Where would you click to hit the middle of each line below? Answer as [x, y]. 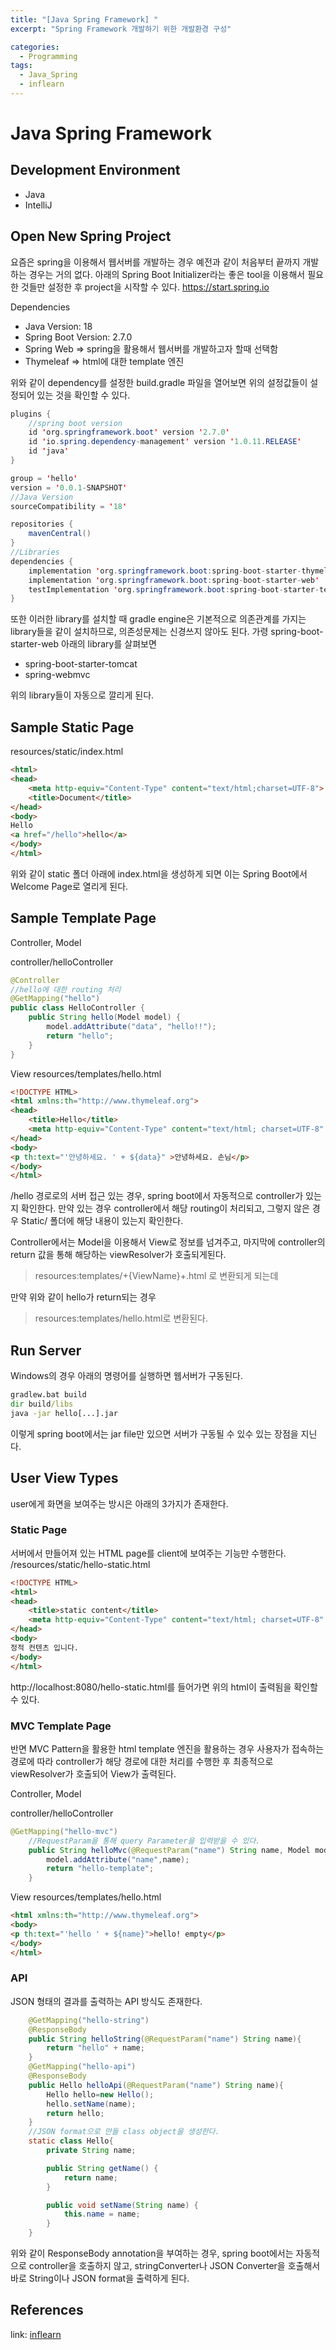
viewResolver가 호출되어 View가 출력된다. [93, 1773]
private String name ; [91, 2151]
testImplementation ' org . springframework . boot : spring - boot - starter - [174, 589]
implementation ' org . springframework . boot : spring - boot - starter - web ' [174, 580]
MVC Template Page [61, 1726]
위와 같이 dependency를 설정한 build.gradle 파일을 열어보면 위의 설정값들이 [159, 382]
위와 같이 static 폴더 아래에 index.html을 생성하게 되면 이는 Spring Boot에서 [159, 873]
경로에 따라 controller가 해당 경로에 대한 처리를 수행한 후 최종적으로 [142, 1761]
